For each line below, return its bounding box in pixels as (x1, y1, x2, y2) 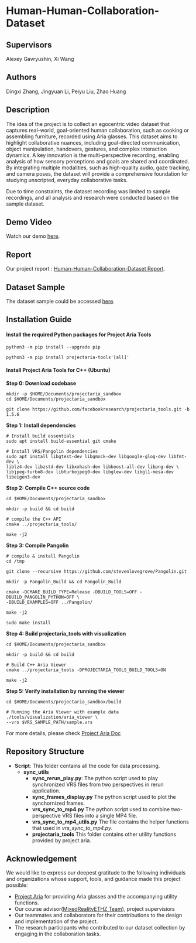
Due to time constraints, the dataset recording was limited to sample (6, 187, 171, 194)
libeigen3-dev (6, 474, 41, 480)
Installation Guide (6, 315, 72, 324)
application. (32, 787, 60, 794)
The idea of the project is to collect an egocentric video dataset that (6, 120, 170, 127)
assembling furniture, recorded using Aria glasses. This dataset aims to (6, 133, 178, 140)
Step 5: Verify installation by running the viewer (6, 687, 125, 695)
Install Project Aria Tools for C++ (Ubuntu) (6, 367, 111, 374)
